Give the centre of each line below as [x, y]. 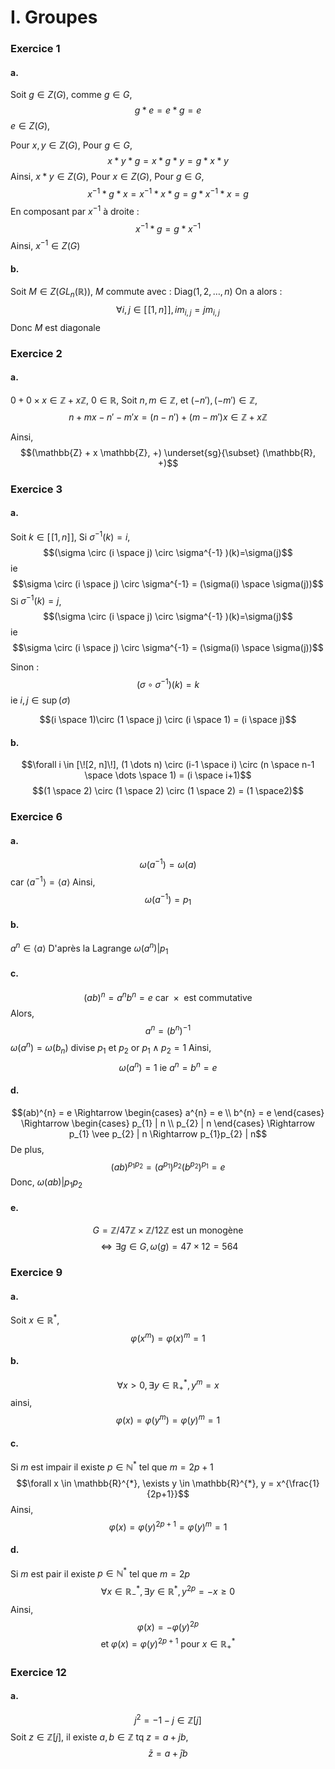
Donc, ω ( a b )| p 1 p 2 [46, 1183]
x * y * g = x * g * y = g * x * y [168, 161]
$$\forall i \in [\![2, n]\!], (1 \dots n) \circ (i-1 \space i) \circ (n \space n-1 [168, 765]
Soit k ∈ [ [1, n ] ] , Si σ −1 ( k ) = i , [70, 536]
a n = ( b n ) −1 [168, 1029]
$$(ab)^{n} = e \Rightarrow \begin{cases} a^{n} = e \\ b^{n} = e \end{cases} [168, 1112]
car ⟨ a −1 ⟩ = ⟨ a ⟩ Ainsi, [53, 881]
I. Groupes [54, 17]
